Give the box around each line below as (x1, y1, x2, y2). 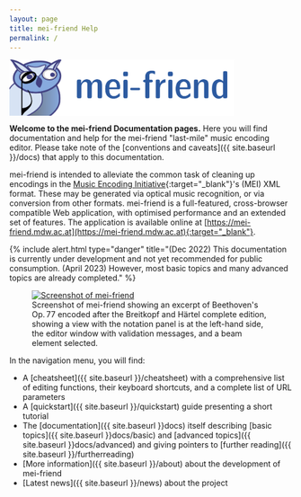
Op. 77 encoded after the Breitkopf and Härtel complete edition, (31, 309, 267, 320)
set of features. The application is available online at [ (9, 217, 208, 228)
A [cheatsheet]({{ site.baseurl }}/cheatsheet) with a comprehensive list (22, 373, 285, 384)
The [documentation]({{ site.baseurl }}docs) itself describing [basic (22, 421, 272, 431)
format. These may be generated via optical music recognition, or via (9, 189, 265, 200)
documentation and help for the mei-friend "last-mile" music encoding (9, 133, 270, 144)
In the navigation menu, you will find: (9, 355, 146, 366)
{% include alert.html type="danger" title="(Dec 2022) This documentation (9, 244, 288, 255)
